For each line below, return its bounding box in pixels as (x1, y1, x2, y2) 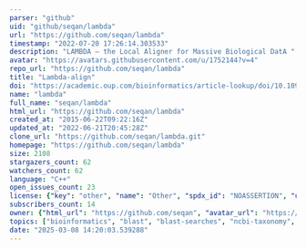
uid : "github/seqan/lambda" (9, 22, 117, 31)
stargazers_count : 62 (9, 157, 92, 167)
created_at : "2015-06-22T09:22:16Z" (9, 115, 148, 124)
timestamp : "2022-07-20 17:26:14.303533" (9, 38, 169, 48)
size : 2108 (9, 149, 51, 158)
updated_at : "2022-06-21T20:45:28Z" (9, 124, 148, 133)
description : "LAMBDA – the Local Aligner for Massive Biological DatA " (9, 47, 296, 57)
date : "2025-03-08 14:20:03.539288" (9, 225, 148, 234)
